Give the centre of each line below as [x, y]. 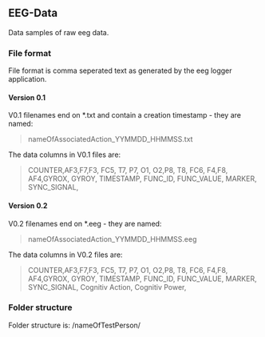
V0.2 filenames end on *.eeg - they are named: [85, 223]
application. [28, 79]
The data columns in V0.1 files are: [65, 154]
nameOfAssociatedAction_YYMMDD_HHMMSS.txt [110, 139]
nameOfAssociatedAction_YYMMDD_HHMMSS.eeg [112, 239]
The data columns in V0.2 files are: [65, 255]
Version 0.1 [27, 97]
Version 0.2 [28, 205]
